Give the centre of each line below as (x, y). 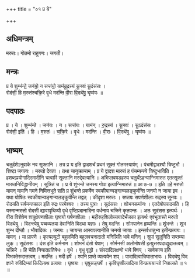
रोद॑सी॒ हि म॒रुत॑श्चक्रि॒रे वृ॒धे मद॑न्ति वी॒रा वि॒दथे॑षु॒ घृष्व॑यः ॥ (55, 92)
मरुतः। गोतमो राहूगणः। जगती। (35, 53)
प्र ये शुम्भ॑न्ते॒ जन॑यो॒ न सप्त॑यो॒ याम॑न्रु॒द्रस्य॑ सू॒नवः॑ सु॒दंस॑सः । (56, 86)
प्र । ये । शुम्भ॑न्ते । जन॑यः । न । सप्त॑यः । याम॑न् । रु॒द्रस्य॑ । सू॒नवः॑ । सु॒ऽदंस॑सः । (81, 125)
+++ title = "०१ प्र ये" (29, 9)
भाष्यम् (14, 150)
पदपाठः (15, 111)
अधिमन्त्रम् (20, 39)
